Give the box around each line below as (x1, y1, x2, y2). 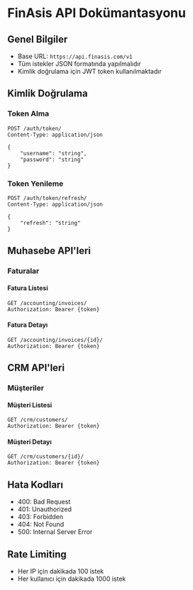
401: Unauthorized (17, 505, 72, 513)
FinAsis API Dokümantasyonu (7, 5, 187, 21)
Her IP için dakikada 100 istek (17, 567, 104, 576)
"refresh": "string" (20, 219, 81, 226)
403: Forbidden (17, 513, 64, 521)
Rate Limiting (7, 548, 67, 560)
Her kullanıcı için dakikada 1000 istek (17, 574, 126, 583)
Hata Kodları (7, 479, 64, 491)
